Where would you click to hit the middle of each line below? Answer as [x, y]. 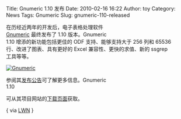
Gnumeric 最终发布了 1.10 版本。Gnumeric [56, 34]
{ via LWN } [20, 110]
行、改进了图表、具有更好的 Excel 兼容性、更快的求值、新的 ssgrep [87, 49]
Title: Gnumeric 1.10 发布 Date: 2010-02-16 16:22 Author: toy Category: [91, 8]
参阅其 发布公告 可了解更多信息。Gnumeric [56, 80]
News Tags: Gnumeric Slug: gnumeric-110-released [68, 15]
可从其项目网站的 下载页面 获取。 [44, 99]
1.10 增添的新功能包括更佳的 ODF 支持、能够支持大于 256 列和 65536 [88, 42]
